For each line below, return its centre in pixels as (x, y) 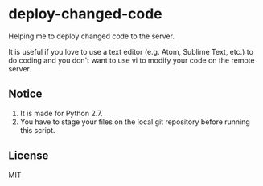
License (29, 156)
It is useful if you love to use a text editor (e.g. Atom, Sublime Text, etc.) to (131, 51)
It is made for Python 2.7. (61, 113)
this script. (37, 130)
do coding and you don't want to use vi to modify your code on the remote (131, 60)
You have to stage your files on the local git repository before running (135, 122)
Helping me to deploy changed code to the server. (92, 36)
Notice (25, 94)
